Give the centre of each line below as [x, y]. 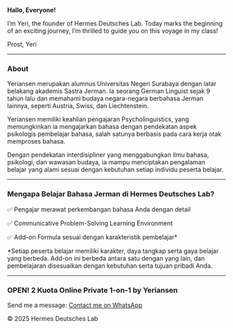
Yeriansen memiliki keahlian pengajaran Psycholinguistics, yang [98, 119]
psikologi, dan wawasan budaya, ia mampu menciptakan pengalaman [106, 162]
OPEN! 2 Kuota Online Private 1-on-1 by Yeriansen [93, 290]
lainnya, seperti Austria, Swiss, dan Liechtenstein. [78, 106]
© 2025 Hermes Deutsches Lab [53, 318]
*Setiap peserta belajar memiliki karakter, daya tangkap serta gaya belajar [113, 251]
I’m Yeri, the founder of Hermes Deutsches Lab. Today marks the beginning [115, 23]
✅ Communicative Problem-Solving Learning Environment [90, 223]
